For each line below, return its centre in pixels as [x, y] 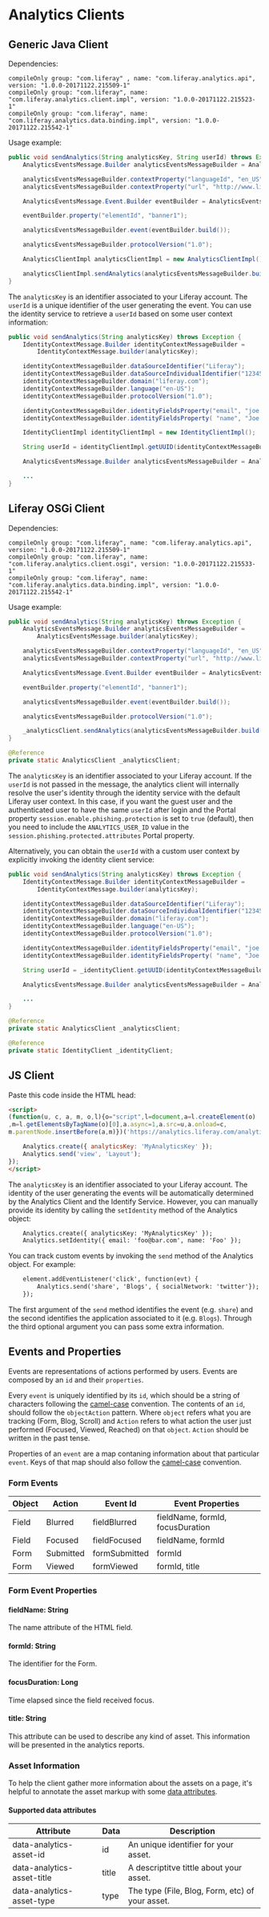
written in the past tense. [49, 1438]
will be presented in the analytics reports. [76, 1744]
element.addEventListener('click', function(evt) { [110, 1279]
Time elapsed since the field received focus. [81, 1700]
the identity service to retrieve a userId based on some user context [120, 313]
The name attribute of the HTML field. [71, 1628]
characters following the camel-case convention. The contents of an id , [127, 1404]
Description [192, 1831]
